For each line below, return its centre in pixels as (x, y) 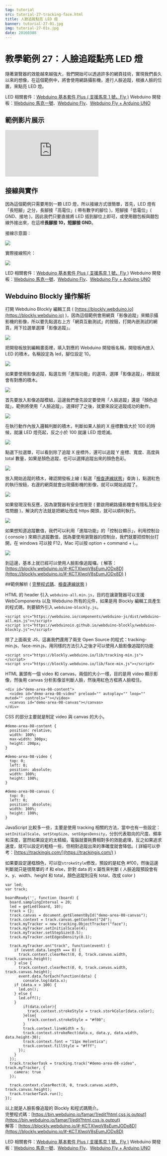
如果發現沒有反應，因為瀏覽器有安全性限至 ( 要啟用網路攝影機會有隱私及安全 (83, 505)
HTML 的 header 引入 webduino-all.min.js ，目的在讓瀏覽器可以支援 (75, 595)
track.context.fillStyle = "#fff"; (60, 1046)
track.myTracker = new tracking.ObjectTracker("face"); (69, 924)
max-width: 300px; (29, 739)
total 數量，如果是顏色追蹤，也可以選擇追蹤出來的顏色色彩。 (67, 459)
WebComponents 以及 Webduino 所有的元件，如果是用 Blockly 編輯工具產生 (83, 601)
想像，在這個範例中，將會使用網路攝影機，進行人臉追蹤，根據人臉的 (88, 80)
